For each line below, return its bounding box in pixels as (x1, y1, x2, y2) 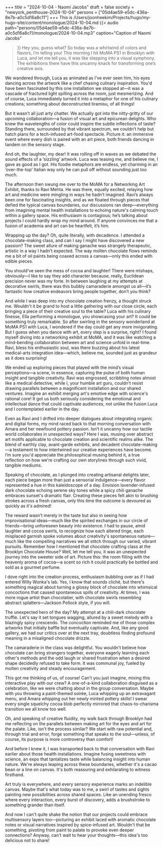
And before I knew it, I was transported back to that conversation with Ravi (5, 746, 155, 752)
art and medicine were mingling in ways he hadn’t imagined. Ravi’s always (5, 192, 153, 197)
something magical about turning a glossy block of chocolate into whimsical (5, 584, 158, 590)
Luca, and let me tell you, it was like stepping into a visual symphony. (17, 55, 156, 61)
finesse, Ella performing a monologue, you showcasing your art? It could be (5, 314, 157, 319)
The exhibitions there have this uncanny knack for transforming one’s (17, 61, 156, 66)
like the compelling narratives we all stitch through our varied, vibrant (17, 539, 157, 544)
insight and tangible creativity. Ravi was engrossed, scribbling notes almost (5, 375, 156, 381)
